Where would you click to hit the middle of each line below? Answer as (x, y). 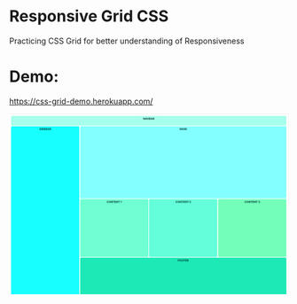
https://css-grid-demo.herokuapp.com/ (81, 101)
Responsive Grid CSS (89, 16)
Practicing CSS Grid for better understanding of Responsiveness (127, 41)
